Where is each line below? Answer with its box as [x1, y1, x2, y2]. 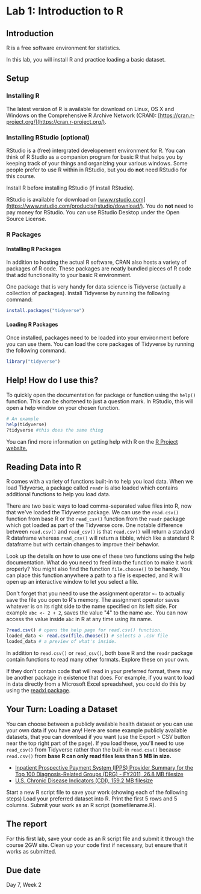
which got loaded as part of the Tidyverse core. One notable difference [6, 522, 183, 529]
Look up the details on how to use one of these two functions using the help [6, 552, 195, 560]
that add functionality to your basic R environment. [6, 272, 132, 279]
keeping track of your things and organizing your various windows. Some [6, 159, 188, 167]
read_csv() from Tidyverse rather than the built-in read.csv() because [6, 746, 181, 753]
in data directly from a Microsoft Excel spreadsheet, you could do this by [6, 680, 187, 688]
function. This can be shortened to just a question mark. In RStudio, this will [6, 397, 194, 405]
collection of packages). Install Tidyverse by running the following [6, 290, 170, 297]
